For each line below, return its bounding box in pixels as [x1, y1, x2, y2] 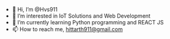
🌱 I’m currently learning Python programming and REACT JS [12, 19, 164, 26]
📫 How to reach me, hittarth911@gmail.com [12, 26, 124, 33]
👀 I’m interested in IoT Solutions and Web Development [12, 12, 151, 19]
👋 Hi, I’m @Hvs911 [12, 6, 58, 13]
